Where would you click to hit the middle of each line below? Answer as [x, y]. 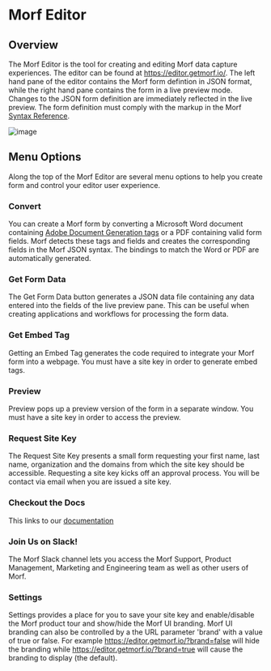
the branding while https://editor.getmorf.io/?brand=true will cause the [126, 649]
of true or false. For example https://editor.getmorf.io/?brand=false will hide [134, 641]
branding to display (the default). [63, 658]
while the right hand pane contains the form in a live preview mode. [121, 90]
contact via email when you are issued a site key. [90, 482]
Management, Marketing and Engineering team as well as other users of [129, 567]
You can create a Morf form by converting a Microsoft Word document [126, 224]
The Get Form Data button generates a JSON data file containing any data [131, 297]
